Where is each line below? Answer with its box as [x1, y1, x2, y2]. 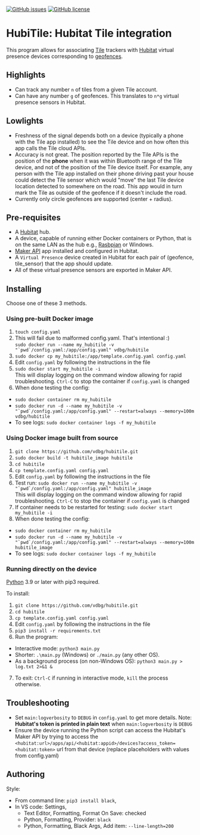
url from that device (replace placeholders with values [56, 745, 190, 753]
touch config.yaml [14, 329, 61, 335]
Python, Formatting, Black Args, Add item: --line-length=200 [23, 822, 174, 829]
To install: [6, 590, 30, 597]
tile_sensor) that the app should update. [14, 260, 113, 267]
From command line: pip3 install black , [14, 797, 116, 804]
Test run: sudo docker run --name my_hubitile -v [14, 479, 137, 487]
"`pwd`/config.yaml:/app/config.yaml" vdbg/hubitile [14, 347, 149, 353]
